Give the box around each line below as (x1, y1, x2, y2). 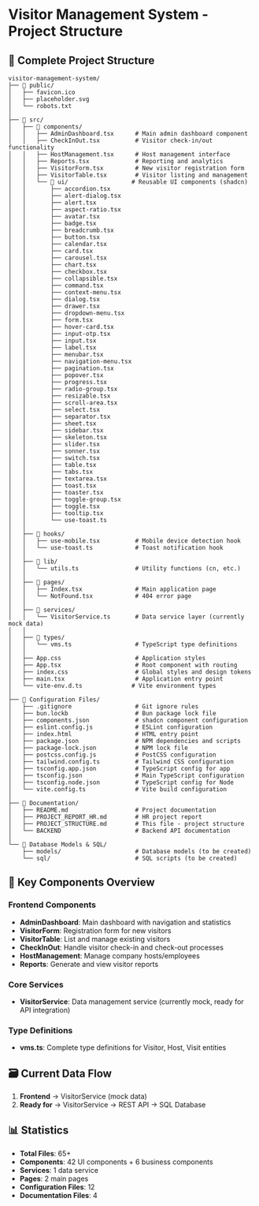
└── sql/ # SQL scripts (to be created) (22, 854, 238, 862)
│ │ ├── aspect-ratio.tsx (8, 206, 122, 214)
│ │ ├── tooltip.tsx (8, 510, 104, 517)
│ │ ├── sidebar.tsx (8, 427, 104, 435)
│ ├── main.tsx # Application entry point (8, 675, 224, 683)
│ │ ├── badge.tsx (8, 219, 97, 227)
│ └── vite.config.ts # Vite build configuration (8, 786, 227, 793)
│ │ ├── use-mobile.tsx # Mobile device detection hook (8, 537, 242, 545)
